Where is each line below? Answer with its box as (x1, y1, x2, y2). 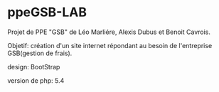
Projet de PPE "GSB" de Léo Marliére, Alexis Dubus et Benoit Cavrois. (7, 28, 211, 36)
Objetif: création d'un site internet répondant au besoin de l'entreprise (7, 41, 213, 50)
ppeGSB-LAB (7, 4, 87, 21)
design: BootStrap (7, 62, 60, 71)
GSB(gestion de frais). (7, 49, 73, 57)
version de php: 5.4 (7, 76, 65, 85)
